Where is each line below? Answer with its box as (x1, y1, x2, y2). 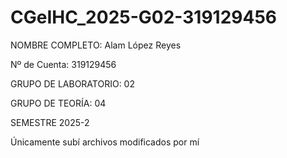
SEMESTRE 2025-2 (10, 116, 90, 128)
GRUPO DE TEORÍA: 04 (10, 97, 107, 109)
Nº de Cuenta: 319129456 (10, 58, 117, 70)
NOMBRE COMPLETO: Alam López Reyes (10, 39, 182, 51)
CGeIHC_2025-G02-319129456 (10, 6, 278, 29)
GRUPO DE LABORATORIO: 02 (10, 77, 135, 90)
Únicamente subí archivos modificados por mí (10, 136, 200, 148)
